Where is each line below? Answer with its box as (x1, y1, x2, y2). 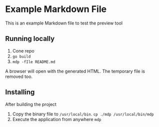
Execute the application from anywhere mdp (12, 116, 101, 122)
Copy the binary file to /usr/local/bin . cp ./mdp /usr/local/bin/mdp (12, 111, 154, 117)
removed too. (5, 73, 33, 79)
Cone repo (12, 47, 34, 53)
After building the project (5, 101, 56, 107)
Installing (5, 88, 35, 96)
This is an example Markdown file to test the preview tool (5, 20, 123, 26)
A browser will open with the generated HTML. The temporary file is (5, 68, 145, 74)
